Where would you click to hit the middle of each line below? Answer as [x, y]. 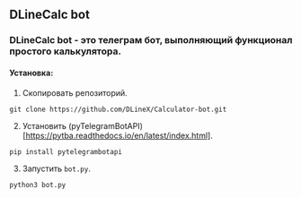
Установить [44, 125]
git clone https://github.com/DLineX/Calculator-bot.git [118, 109]
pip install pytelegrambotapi [66, 151]
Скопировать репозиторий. [75, 92]
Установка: [31, 73]
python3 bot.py [38, 185]
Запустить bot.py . [57, 168]
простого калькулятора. [66, 51]
